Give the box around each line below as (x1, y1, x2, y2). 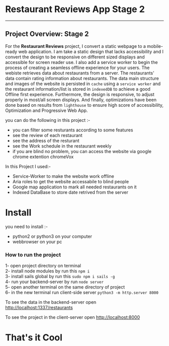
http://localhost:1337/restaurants (5, 304, 73, 310)
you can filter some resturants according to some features (12, 127, 133, 133)
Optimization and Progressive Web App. (5, 107, 88, 113)
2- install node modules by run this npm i (5, 268, 90, 274)
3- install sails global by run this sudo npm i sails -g (5, 273, 115, 279)
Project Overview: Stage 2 (5, 30, 89, 38)
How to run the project (5, 251, 61, 258)
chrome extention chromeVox (12, 154, 74, 160)
